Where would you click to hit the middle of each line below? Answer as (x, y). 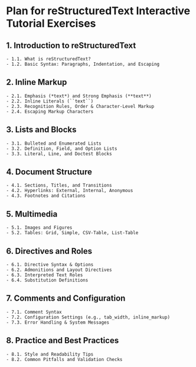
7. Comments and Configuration (66, 299)
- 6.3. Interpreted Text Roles (45, 275)
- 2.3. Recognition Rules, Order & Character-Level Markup (80, 106)
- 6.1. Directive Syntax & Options (50, 265)
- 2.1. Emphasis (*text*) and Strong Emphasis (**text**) (79, 96)
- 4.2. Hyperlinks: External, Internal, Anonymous (70, 191)
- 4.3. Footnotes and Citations (46, 196)
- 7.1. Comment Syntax (34, 312)
